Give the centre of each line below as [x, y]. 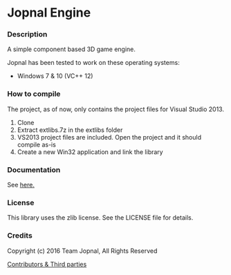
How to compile [34, 94]
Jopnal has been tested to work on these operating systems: [93, 63]
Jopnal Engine [49, 13]
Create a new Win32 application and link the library [90, 152]
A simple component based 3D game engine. [72, 49]
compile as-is [37, 144]
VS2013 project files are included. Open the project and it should [109, 137]
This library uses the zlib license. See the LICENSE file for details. [100, 218]
